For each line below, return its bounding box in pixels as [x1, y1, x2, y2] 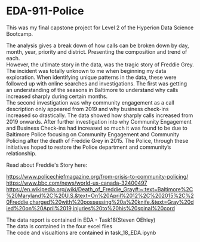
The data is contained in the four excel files [6, 222, 112, 229]
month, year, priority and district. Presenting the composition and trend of [6, 48, 187, 55]
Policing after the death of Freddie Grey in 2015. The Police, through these [6, 137, 189, 144]
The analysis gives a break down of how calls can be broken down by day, [6, 42, 189, 49]
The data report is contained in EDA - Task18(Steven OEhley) [6, 216, 156, 223]
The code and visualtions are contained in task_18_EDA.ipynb [6, 229, 156, 236]
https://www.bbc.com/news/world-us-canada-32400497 [6, 179, 147, 186]
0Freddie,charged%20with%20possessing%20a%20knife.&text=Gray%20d [6, 198, 194, 206]
